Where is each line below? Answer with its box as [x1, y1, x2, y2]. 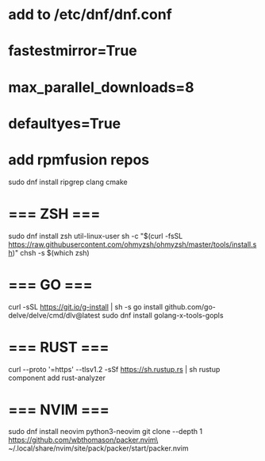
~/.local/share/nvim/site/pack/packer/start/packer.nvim [8, 444, 189, 453]
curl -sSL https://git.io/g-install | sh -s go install [8, 302, 163, 311]
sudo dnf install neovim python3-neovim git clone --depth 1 [8, 427, 203, 436]
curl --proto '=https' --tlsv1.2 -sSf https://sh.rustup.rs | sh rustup [8, 364, 221, 374]
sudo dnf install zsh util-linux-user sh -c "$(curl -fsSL [8, 231, 183, 240]
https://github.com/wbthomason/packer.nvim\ [8, 435, 159, 445]
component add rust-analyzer [8, 373, 106, 382]
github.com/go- [164, 302, 217, 311]
